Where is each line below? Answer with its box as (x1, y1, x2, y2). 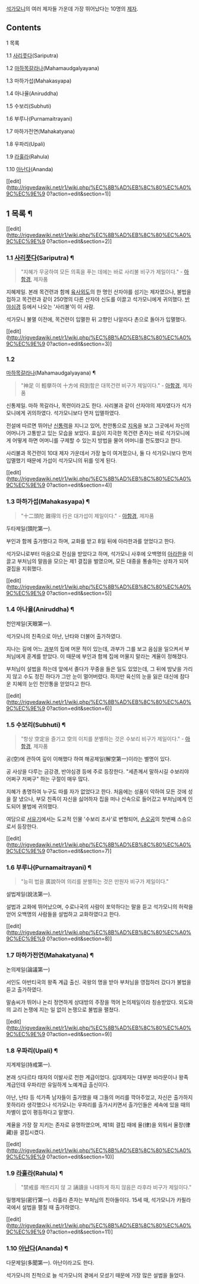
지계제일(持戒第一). (6, 1061, 52, 1068)
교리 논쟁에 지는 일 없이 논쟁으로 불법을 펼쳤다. (12, 1006, 121, 1013)
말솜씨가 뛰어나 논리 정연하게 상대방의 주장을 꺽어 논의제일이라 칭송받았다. (6, 998, 178, 1006)
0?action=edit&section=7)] (46, 848, 112, 855)
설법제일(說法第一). (6, 890, 52, 898)
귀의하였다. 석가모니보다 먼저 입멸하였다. (26, 410, 121, 417)
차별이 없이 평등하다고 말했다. (6, 1109, 75, 1116)
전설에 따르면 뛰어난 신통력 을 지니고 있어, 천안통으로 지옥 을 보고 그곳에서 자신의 (6, 422, 190, 429)
